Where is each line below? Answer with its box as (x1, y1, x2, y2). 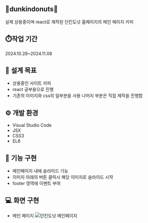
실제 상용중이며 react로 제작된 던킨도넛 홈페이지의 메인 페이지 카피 (5, 18, 134, 25)
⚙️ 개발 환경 (5, 109, 39, 117)
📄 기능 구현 (5, 154, 37, 162)
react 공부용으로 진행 (12, 87, 54, 93)
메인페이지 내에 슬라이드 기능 (12, 168, 69, 174)
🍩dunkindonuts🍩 (5, 5, 58, 13)
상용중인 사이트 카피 (12, 80, 51, 86)
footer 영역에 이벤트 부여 (12, 180, 61, 187)
